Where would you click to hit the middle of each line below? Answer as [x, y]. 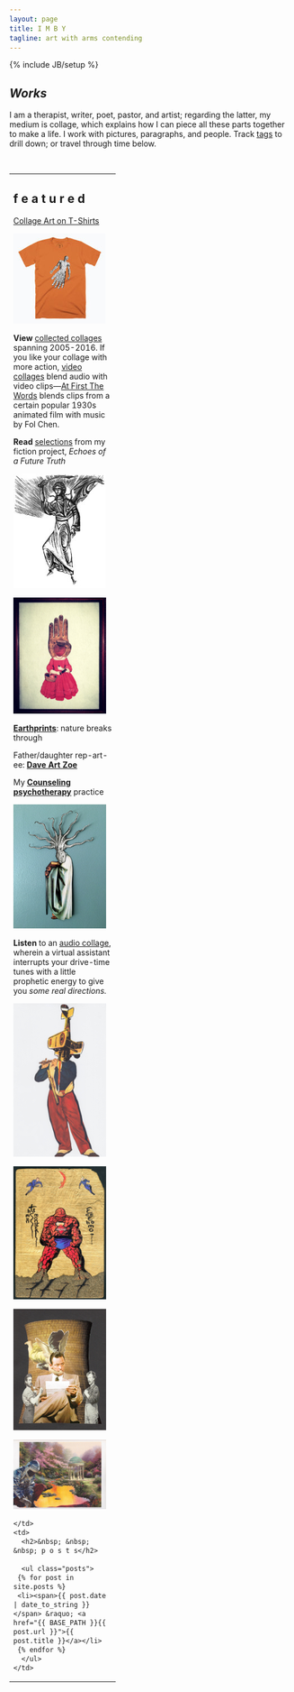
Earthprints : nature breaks [62, 728]
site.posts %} [40, 1586]
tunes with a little [45, 971]
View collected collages [58, 337]
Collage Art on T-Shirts [56, 220]
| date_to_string [45, 1605]
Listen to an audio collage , [62, 943]
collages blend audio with [60, 376]
